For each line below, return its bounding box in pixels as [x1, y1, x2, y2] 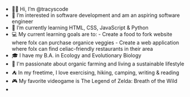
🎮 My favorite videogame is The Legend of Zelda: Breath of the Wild [11, 78, 178, 84]
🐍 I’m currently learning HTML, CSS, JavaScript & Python [11, 24, 149, 31]
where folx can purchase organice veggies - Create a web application [11, 39, 180, 46]
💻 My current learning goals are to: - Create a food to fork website [11, 31, 173, 37]
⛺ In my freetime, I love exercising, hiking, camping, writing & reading [11, 69, 180, 76]
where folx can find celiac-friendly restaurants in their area [11, 46, 153, 52]
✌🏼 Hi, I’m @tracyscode [11, 6, 69, 12]
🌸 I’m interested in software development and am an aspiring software [11, 12, 180, 19]
